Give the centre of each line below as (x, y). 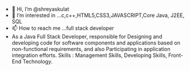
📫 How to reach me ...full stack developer (63, 28)
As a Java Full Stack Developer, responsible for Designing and (87, 36)
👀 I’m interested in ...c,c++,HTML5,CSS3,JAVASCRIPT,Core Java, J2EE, (98, 15)
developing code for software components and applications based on (96, 43)
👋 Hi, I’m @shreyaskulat (40, 9)
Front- (176, 55)
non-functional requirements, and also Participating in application (91, 49)
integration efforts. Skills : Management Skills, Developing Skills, (89, 55)
